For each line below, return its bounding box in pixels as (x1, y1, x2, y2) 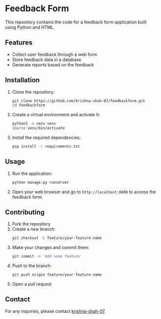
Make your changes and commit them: (12, 245, 89, 251)
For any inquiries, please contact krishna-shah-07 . (5, 308, 106, 314)
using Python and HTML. (5, 24, 55, 30)
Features (5, 39, 33, 47)
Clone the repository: (12, 89, 55, 95)
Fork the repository (12, 221, 51, 227)
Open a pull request (12, 281, 52, 287)
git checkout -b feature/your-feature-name (12, 235, 102, 241)
